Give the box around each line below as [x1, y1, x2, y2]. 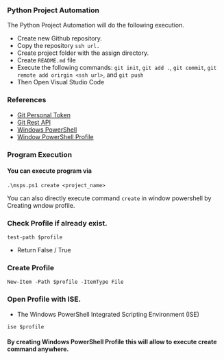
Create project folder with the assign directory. [16, 49, 149, 57]
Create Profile [7, 263, 55, 272]
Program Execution [7, 149, 73, 159]
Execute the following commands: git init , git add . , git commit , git [16, 64, 217, 72]
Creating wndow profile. [7, 201, 75, 209]
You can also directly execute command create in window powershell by [7, 194, 212, 202]
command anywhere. [7, 345, 69, 353]
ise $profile [7, 323, 45, 331]
